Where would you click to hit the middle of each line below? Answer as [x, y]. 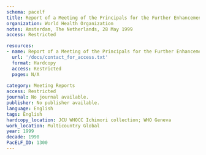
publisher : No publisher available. [53, 103]
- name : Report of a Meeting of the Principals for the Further [90, 52]
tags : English [25, 114]
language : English [30, 108]
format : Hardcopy [34, 63]
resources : [20, 46]
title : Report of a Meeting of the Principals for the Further [89, 18]
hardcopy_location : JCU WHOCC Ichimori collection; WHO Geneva [89, 120]
